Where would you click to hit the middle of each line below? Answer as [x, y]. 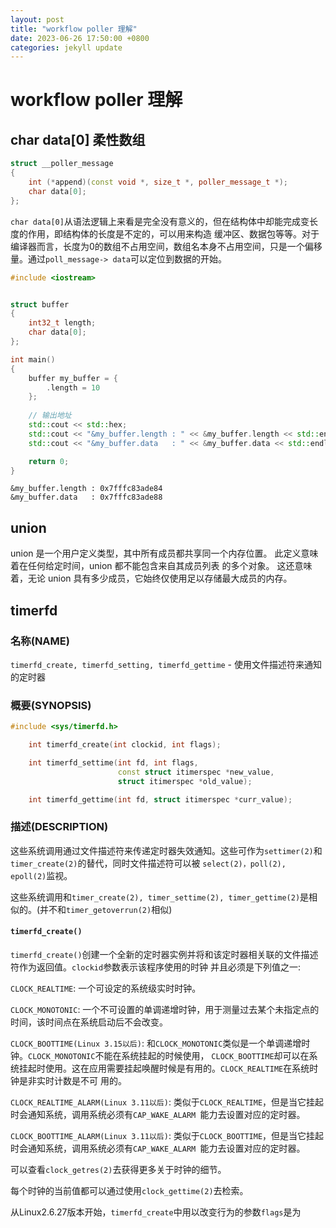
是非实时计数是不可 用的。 [72, 1080]
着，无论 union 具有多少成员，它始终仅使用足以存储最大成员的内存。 [151, 578]
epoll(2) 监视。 [41, 875]
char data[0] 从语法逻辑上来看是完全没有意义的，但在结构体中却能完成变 [160, 221]
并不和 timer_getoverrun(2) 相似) [106, 909]
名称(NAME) [40, 641]
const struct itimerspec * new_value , [196, 772]
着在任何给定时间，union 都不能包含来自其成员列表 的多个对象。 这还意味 [161, 566]
